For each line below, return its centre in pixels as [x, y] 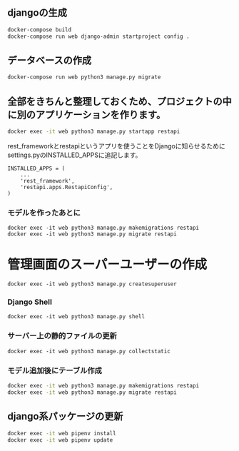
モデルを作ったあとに [44, 213]
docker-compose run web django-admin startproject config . [99, 36]
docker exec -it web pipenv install [62, 433]
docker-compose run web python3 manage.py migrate [84, 77]
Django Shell [30, 302]
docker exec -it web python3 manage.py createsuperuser [92, 284]
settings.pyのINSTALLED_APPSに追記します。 [75, 155]
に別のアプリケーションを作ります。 [87, 115]
